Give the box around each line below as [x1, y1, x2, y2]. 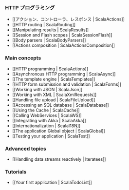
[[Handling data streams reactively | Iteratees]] [12, 156, 106, 162]
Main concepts [5, 55, 41, 61]
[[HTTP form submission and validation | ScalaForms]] [12, 81, 122, 87]
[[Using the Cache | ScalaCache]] [12, 107, 80, 113]
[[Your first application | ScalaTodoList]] [12, 179, 92, 186]
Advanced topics [5, 145, 46, 152]
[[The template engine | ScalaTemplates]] [12, 76, 95, 82]
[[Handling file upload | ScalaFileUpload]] [12, 96, 95, 103]
